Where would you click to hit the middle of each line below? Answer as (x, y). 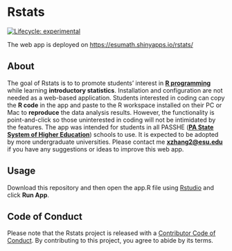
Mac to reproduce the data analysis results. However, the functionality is (111, 112)
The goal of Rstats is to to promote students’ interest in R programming (109, 83)
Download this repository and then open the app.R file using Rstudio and (111, 187)
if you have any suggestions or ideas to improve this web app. (96, 149)
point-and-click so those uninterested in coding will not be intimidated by (111, 120)
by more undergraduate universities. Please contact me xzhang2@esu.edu (115, 142)
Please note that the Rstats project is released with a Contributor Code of (111, 233)
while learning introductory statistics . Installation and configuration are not (115, 90)
